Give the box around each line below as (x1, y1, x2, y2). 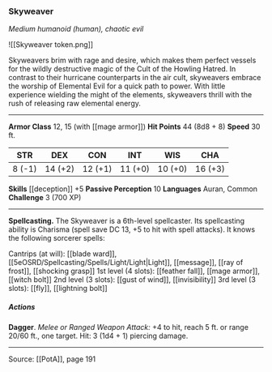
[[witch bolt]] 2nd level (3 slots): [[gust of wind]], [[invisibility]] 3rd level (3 (8, 275, 257, 284)
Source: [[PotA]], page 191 (8, 354, 96, 364)
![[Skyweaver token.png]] (8, 40, 94, 49)
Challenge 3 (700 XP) (8, 193, 82, 203)
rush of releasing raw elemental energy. (8, 99, 142, 109)
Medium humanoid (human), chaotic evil (8, 24, 144, 34)
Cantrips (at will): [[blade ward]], (8, 249, 117, 259)
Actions (8, 301, 36, 311)
